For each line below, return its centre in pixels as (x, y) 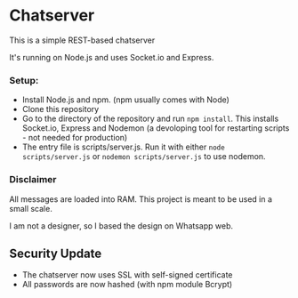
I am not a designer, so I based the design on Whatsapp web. (121, 226)
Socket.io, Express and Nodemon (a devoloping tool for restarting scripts (156, 128)
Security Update (56, 253)
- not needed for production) (75, 138)
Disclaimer (33, 180)
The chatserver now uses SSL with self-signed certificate (127, 275)
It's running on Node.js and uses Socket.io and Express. (112, 57)
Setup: (24, 80)
